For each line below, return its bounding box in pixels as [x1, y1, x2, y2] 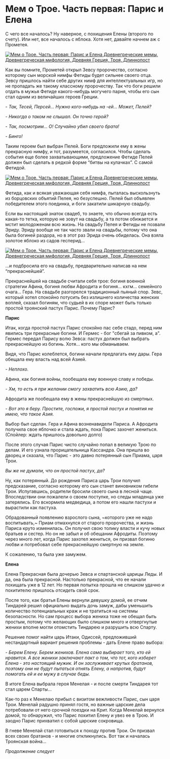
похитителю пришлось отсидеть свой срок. [5, 587, 100, 593]
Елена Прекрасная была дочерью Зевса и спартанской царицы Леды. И [5, 571, 163, 577]
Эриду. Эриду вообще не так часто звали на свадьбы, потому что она [5, 227, 157, 233]
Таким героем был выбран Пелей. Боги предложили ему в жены [5, 143, 146, 149]
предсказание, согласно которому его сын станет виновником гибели [5, 483, 158, 489]
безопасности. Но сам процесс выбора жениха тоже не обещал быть [5, 613, 157, 619]
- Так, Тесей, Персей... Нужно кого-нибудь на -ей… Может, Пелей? [5, 103, 152, 109]
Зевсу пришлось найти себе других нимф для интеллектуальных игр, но [5, 77, 163, 83]
